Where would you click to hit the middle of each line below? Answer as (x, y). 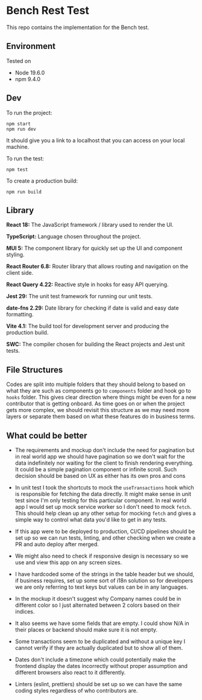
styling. (15, 255)
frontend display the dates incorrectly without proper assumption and (101, 666)
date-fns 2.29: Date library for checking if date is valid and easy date (93, 308)
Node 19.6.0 (30, 73)
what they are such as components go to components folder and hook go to (99, 391)
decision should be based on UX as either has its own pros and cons (100, 476)
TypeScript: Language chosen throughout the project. (74, 237)
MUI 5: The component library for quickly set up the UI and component (94, 248)
